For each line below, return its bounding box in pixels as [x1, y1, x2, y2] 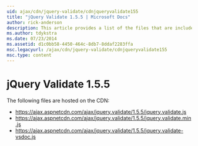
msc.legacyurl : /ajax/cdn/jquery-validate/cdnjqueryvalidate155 [6, 47, 167, 53]
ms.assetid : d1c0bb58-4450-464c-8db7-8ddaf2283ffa [6, 42, 133, 47]
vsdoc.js [15, 133, 36, 140]
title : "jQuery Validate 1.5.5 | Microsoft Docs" [6, 14, 131, 20]
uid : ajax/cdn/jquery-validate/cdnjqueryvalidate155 [6, 8, 139, 15]
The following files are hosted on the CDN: [6, 97, 110, 104]
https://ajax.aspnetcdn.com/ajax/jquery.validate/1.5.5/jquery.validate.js [15, 108, 187, 115]
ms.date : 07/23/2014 [6, 36, 58, 42]
